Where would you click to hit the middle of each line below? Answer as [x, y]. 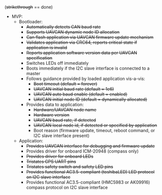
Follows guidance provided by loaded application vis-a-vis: [86, 78]
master [33, 73]
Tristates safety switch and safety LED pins [70, 167]
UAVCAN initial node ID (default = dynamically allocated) [90, 99]
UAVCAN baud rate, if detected [65, 120]
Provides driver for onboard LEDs [60, 156]
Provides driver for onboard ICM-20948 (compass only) [82, 151]
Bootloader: [30, 22]
